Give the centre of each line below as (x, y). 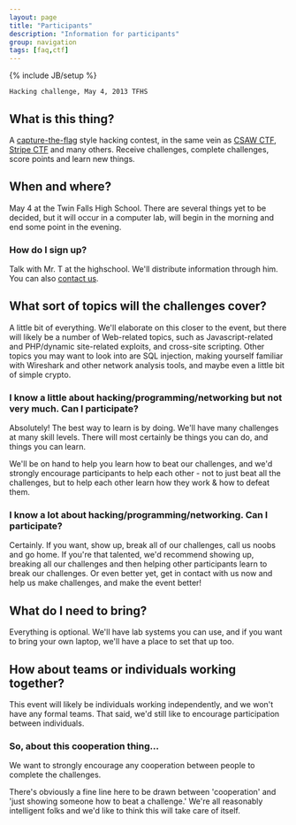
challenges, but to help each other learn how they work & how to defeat (140, 482)
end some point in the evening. (65, 227)
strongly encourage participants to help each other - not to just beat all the (145, 474)
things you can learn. (48, 447)
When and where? (61, 187)
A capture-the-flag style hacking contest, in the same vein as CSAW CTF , (143, 140)
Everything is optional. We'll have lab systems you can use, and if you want (146, 632)
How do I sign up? (48, 250)
